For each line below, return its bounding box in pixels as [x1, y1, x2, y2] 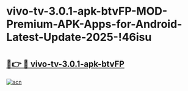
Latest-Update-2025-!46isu [6, 31, 152, 44]
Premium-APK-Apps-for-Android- [6, 17, 183, 31]
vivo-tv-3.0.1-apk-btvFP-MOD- [6, 4, 168, 18]
